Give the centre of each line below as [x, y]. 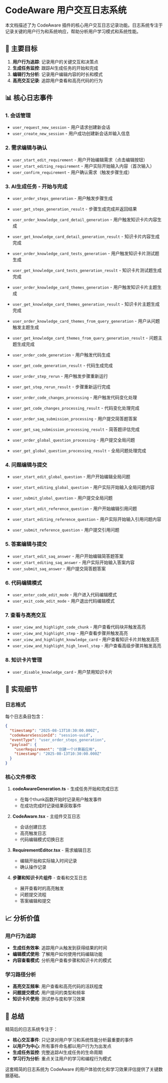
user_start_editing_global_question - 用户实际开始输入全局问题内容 [83, 487]
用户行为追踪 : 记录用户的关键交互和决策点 [55, 62]
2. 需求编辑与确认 [26, 148]
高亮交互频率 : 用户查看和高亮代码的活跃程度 [57, 986]
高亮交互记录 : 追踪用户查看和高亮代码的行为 [57, 80]
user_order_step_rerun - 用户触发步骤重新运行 [60, 376]
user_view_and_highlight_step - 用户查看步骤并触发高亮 [70, 633]
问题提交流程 [33, 895]
